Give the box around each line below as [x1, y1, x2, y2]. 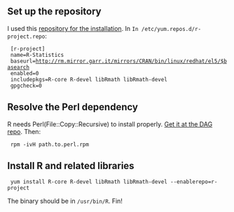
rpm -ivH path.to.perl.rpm [10, 140, 90, 148]
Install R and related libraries [7, 160, 135, 172]
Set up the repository [7, 6, 102, 18]
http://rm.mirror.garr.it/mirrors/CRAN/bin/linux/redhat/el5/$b [35, 58, 228, 65]
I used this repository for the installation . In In [7, 24, 139, 32]
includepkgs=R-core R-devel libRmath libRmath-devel [10, 76, 168, 83]
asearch [7, 63, 30, 71]
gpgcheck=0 [10, 82, 42, 89]
